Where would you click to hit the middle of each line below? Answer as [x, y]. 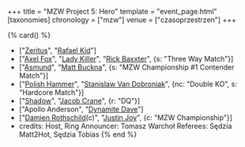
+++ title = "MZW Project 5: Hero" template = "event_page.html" [113, 11]
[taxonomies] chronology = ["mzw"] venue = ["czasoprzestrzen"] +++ [122, 20]
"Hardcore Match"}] [51, 92]
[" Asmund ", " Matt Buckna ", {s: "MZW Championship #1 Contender [126, 67]
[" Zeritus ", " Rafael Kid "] [57, 50]
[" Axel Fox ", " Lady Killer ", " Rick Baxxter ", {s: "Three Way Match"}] [126, 59]
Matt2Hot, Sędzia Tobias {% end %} [78, 134]
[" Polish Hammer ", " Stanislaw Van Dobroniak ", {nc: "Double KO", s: [128, 84]
